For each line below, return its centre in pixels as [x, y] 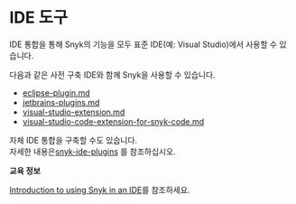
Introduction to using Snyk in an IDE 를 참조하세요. [100, 190]
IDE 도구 [39, 18]
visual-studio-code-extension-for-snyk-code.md [113, 121]
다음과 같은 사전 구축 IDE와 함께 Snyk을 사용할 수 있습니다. [112, 74]
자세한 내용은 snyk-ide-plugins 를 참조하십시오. [92, 151]
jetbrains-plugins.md [61, 102]
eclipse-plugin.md [56, 93]
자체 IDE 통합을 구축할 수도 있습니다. [74, 140]
